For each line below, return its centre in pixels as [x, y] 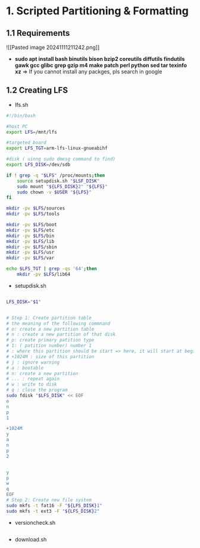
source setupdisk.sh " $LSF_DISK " [58, 181]
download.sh [31, 539]
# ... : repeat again [33, 379]
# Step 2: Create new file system [49, 500]
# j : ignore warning [33, 362]
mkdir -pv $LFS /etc [30, 230]
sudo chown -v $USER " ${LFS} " [54, 192]
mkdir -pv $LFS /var [30, 258]
